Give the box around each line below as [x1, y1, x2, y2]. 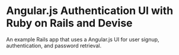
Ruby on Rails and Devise [6, 16, 133, 30]
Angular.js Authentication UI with [6, 4, 174, 18]
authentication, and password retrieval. [6, 42, 102, 49]
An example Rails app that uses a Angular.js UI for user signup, [6, 36, 159, 43]
